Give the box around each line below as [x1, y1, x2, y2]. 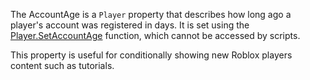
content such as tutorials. [10, 60, 115, 71]
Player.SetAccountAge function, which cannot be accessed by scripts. [10, 30, 301, 41]
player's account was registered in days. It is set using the [10, 19, 250, 31]
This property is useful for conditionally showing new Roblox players [10, 49, 293, 61]
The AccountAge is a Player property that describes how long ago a [10, 9, 292, 20]
